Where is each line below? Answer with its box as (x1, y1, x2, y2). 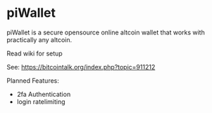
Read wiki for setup (6, 49, 63, 58)
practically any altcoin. (6, 35, 73, 44)
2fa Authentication (16, 90, 71, 98)
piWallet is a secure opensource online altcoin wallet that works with (6, 28, 205, 36)
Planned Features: (6, 76, 59, 85)
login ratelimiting (16, 97, 66, 106)
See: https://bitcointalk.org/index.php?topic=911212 (6, 62, 156, 71)
